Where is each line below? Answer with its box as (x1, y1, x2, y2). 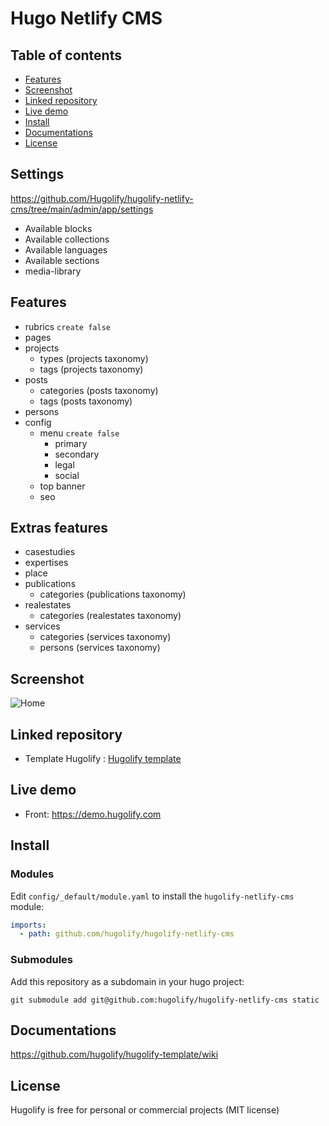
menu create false (39, 427, 120, 439)
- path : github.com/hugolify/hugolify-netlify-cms (19, 929, 235, 939)
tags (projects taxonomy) (39, 363, 144, 375)
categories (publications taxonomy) (39, 588, 187, 601)
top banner (39, 480, 86, 492)
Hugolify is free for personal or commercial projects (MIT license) (10, 1104, 280, 1116)
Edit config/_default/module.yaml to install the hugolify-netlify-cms (10, 890, 295, 902)
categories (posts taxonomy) (39, 384, 159, 396)
